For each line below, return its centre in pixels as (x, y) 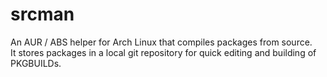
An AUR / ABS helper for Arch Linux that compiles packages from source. (161, 42)
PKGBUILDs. (36, 63)
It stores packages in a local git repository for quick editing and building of (163, 52)
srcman (42, 14)
